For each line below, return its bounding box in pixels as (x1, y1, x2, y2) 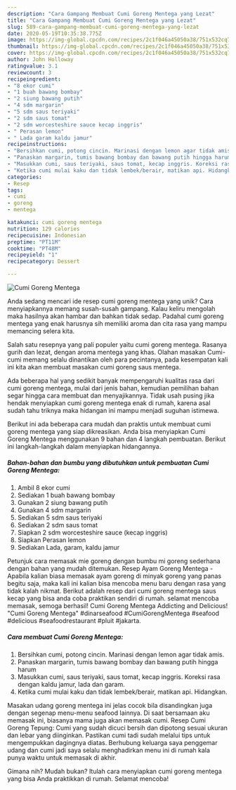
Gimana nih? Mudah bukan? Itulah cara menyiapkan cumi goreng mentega (7, 767, 223, 775)
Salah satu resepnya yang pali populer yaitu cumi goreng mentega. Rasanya (7, 341, 227, 348)
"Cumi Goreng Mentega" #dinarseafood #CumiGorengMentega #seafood (7, 609, 220, 617)
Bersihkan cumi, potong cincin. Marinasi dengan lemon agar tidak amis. (17, 650, 225, 659)
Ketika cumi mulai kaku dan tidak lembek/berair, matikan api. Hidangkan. (17, 687, 228, 696)
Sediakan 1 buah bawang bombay (17, 491, 116, 499)
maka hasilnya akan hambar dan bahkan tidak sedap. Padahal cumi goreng (7, 312, 224, 320)
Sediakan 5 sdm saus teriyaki (17, 513, 103, 522)
